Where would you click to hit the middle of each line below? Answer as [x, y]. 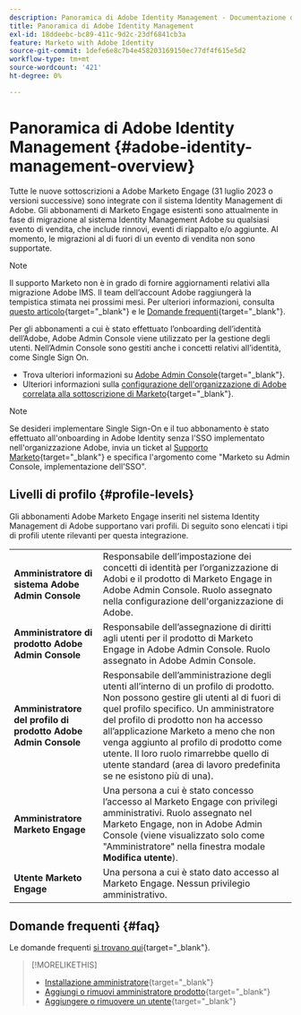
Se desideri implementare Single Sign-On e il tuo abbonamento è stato [139, 428]
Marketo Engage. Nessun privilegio [176, 883]
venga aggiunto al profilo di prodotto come [192, 742]
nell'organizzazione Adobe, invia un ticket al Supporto [109, 447]
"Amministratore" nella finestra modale [184, 846]
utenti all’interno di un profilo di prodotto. [189, 686]
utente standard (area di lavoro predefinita [191, 764]
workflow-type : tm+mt [50, 59]
